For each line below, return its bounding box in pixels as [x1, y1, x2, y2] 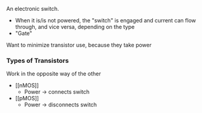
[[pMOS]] [15, 95, 40, 102]
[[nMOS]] [15, 82, 39, 89]
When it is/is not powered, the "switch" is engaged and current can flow [15, 17, 197, 24]
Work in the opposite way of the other [6, 70, 102, 77]
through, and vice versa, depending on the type [15, 24, 135, 30]
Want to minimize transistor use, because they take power [6, 42, 152, 48]
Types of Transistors [6, 56, 69, 65]
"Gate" [15, 30, 32, 37]
